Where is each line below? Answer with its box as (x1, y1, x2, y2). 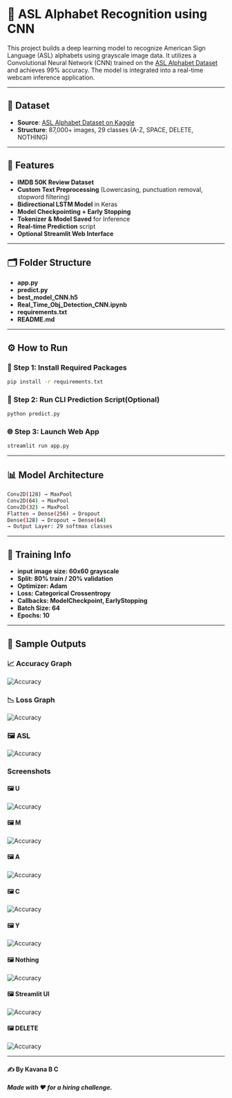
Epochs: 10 (17, 611, 50, 620)
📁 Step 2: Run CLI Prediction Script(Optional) (7, 395, 160, 404)
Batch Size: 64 (17, 604, 61, 612)
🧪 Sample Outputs (7, 638, 86, 649)
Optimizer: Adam (17, 582, 68, 591)
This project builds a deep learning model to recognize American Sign (7, 44, 206, 52)
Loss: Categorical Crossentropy (17, 589, 111, 597)
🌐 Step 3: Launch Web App (7, 427, 100, 437)
